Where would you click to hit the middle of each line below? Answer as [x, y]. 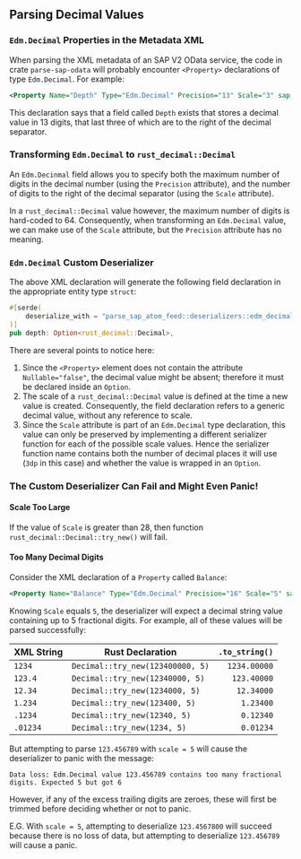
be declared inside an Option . [77, 386]
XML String [39, 652]
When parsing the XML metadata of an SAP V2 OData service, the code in [146, 60]
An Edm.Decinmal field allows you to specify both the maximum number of [145, 174]
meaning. [26, 239]
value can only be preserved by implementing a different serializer [144, 434]
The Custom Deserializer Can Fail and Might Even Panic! [134, 486]
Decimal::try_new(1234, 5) [129, 727]
